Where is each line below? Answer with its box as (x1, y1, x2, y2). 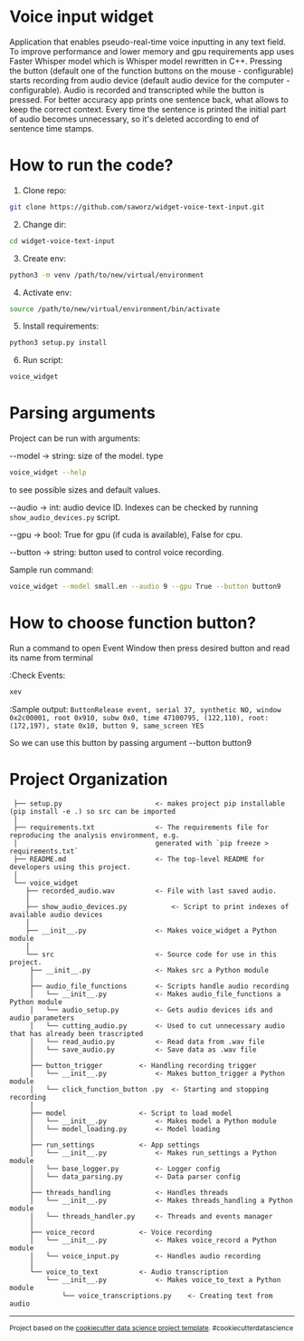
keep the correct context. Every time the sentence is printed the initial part (9, 103, 287, 114)
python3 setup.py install (9, 338, 107, 347)
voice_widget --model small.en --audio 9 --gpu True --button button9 (9, 582, 281, 591)
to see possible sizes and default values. (9, 484, 161, 495)
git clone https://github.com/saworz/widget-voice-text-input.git (9, 202, 265, 211)
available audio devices (9, 910, 103, 919)
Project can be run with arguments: (9, 433, 141, 444)
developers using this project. (9, 862, 131, 872)
